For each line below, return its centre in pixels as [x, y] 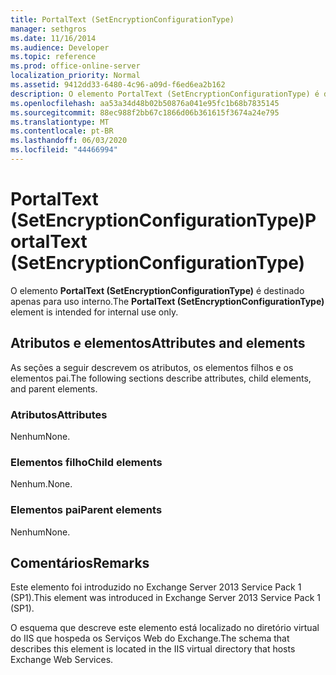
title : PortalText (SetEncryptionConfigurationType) [122, 19]
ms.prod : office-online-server [75, 66]
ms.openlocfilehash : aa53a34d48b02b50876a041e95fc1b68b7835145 [145, 103]
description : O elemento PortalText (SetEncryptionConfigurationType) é [165, 94]
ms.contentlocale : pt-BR [62, 131]
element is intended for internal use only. [94, 312]
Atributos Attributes [59, 414]
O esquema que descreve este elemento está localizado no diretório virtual [165, 628]
